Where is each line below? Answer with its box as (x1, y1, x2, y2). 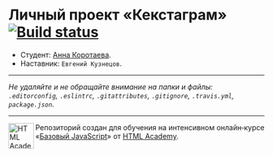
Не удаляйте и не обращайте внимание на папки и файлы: (8, 81, 213, 91)
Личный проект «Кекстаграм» (8, 6, 227, 24)
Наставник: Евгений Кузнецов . (19, 59, 123, 68)
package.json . (8, 99, 54, 109)
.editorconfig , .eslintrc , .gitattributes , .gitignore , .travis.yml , (8, 90, 234, 100)
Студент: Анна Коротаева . (19, 50, 111, 59)
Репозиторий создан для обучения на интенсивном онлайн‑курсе (35, 122, 265, 132)
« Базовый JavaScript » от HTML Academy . (35, 131, 179, 141)
